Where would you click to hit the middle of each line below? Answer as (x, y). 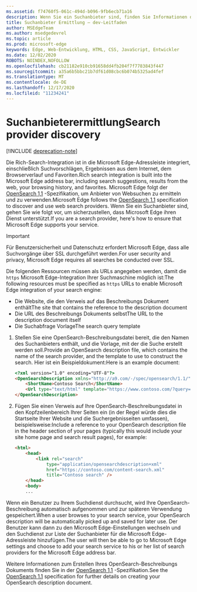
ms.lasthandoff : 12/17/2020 (40, 88)
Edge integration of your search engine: (54, 290)
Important (18, 236)
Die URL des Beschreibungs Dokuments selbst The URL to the (89, 314)
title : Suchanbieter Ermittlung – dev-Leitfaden (67, 22)
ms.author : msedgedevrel (36, 33)
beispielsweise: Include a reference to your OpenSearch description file (100, 425)
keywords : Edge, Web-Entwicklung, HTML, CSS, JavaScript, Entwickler (93, 50)
